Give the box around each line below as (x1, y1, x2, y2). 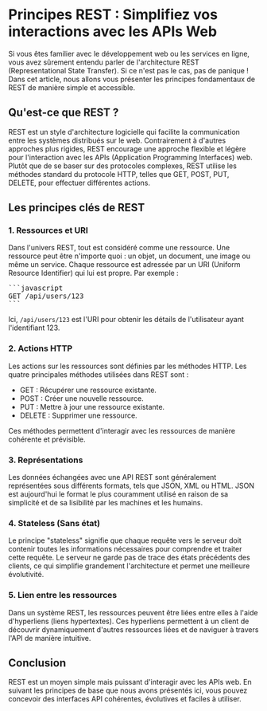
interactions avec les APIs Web (8, 22, 217, 41)
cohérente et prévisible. (8, 434, 86, 444)
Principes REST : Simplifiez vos (8, 6, 219, 24)
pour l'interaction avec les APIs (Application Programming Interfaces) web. (8, 152, 253, 162)
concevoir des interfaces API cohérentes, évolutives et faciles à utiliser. (8, 694, 242, 704)
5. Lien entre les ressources (8, 590, 118, 601)
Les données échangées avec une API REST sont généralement (8, 473, 217, 482)
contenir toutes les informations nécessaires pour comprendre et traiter (8, 544, 242, 554)
